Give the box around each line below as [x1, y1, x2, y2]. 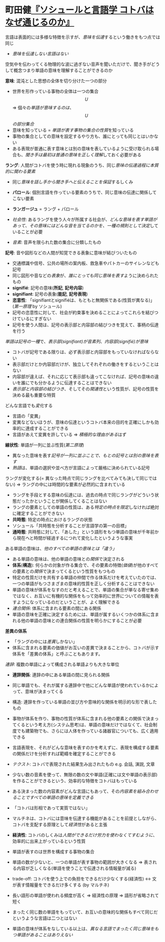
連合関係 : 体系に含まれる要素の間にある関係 [12, 605, 101, 611]
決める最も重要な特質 [12, 392, 56, 398]
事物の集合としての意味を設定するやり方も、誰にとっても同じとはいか [12, 133, 154, 139]
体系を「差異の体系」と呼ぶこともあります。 [12, 651, 103, 657]
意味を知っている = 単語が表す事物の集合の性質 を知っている [12, 127, 134, 133]
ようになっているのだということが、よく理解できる [16, 599, 120, 605]
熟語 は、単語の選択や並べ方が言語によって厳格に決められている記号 [12, 464, 150, 471]
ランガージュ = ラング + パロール [12, 206, 79, 212]
